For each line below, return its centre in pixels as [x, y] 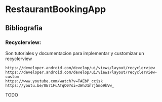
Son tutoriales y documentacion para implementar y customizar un [75, 53]
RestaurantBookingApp [56, 9]
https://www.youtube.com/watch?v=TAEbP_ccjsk [54, 81]
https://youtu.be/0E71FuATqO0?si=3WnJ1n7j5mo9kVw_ [60, 85]
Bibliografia [24, 28]
